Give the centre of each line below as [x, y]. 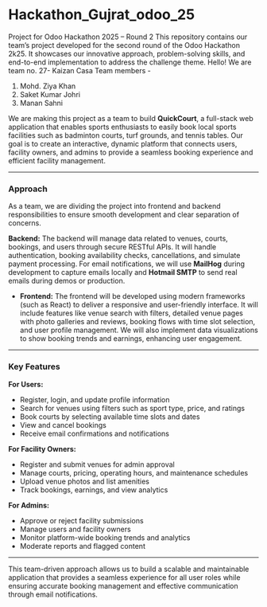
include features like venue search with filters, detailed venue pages [132, 313]
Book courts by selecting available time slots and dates [110, 417]
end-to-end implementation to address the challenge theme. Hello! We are [130, 62]
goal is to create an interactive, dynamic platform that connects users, [123, 143]
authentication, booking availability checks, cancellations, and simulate [124, 256]
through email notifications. [53, 594]
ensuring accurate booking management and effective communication [123, 585]
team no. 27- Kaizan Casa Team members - [79, 70]
